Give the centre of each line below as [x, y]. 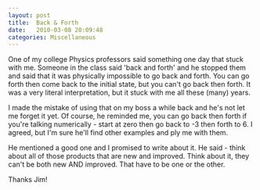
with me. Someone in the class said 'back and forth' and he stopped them [127, 68]
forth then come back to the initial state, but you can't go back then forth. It [129, 84]
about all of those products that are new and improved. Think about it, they [129, 156]
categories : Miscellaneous [52, 37]
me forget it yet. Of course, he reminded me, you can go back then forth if [128, 116]
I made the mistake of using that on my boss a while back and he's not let [126, 108]
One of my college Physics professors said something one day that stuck [126, 59]
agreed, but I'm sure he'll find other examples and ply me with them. [118, 133]
